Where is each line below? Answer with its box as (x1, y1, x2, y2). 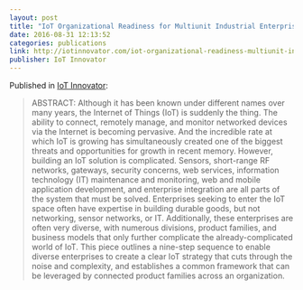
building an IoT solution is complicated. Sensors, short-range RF (31, 155, 271, 165)
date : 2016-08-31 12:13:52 (9, 30, 111, 39)
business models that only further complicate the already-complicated (31, 232, 293, 242)
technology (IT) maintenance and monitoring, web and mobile (31, 174, 262, 185)
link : (9, 47, 30, 56)
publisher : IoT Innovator (9, 55, 106, 64)
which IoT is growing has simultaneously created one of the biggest (31, 136, 283, 146)
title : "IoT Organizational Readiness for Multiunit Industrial (9, 22, 256, 31)
